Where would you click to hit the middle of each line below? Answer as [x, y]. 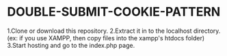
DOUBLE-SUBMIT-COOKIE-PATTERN [114, 12]
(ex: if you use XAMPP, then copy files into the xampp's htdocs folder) [106, 38]
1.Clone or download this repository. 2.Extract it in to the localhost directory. [114, 31]
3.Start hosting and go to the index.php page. [71, 45]
